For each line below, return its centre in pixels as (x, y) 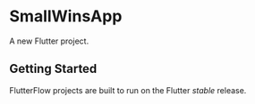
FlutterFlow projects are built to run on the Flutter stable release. (128, 90)
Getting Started (53, 69)
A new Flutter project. (49, 41)
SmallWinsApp (66, 16)
